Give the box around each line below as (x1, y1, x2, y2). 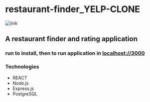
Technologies (5, 63, 39, 70)
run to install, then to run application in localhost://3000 (5, 50, 145, 57)
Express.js (12, 85, 34, 91)
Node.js (12, 80, 29, 86)
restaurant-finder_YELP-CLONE (5, 4, 140, 15)
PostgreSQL (12, 90, 38, 96)
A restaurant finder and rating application (5, 35, 138, 43)
